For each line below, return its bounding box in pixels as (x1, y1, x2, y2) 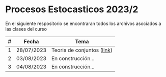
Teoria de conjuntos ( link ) (51, 46, 113, 54)
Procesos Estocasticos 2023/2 (5, 4, 139, 15)
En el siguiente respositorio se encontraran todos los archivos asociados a (5, 20, 161, 27)
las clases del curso (5, 25, 47, 32)
